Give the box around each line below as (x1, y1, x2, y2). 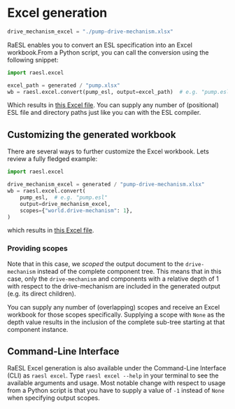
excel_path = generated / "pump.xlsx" (7, 82, 120, 89)
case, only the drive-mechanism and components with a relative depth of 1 (7, 275, 219, 283)
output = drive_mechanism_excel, (20, 200, 111, 207)
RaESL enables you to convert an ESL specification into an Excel (7, 41, 192, 49)
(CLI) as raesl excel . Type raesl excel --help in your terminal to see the (7, 371, 219, 380)
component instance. (7, 325, 69, 333)
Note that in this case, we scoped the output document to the (7, 259, 184, 268)
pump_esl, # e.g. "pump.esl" (20, 194, 108, 201)
